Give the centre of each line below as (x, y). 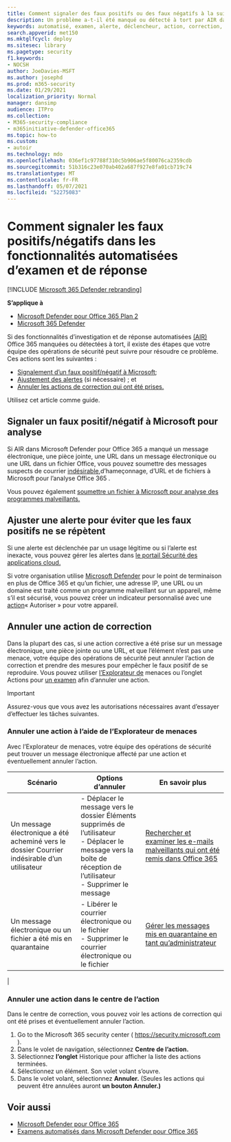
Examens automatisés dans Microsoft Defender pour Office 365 (107, 1131)
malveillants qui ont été (183, 850)
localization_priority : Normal (52, 97)
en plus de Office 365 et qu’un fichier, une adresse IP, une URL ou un (105, 583)
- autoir (20, 148)
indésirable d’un (36, 859)
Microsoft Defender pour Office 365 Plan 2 (78, 316)
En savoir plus (183, 782)
